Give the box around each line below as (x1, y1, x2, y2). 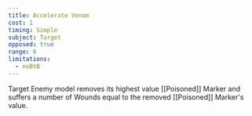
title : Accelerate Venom (8, 11, 89, 20)
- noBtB (15, 63, 41, 71)
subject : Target (8, 33, 61, 42)
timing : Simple (8, 26, 58, 34)
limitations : (8, 56, 51, 63)
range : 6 (8, 48, 37, 56)
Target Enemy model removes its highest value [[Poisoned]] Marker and (8, 84, 241, 93)
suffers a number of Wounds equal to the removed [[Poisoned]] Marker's (8, 92, 244, 102)
